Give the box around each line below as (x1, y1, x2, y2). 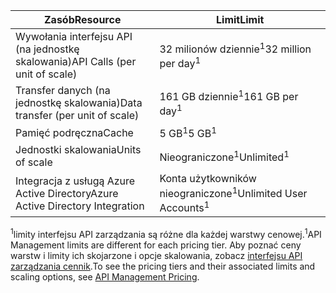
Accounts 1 (159, 199, 210, 214)
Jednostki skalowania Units (15, 143, 142, 157)
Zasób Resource (43, 13, 122, 26)
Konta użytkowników (159, 172, 257, 186)
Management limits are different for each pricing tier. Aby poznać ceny (10, 239, 302, 251)
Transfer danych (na (15, 84, 111, 97)
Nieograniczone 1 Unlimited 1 (159, 148, 290, 164)
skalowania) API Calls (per (15, 55, 137, 68)
